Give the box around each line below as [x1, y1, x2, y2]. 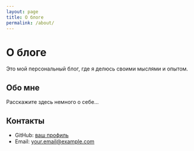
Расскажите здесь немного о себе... [6, 98, 99, 106]
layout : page [6, 8, 39, 15]
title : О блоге [6, 14, 44, 20]
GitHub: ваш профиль [14, 131, 69, 138]
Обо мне [6, 82, 40, 93]
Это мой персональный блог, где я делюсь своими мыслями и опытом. [6, 65, 189, 72]
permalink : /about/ [6, 20, 55, 26]
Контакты [6, 116, 45, 126]
